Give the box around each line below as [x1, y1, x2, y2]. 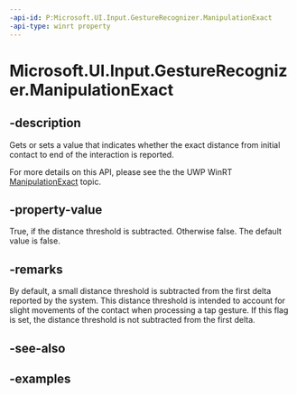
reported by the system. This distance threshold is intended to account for [9, 295, 286, 307]
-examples [9, 371, 71, 386]
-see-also [9, 340, 66, 356]
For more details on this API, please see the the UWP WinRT [9, 166, 233, 177]
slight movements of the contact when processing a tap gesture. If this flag [9, 305, 289, 316]
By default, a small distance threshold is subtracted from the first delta [9, 286, 272, 297]
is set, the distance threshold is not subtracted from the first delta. [9, 315, 255, 326]
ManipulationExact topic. [9, 176, 102, 187]
